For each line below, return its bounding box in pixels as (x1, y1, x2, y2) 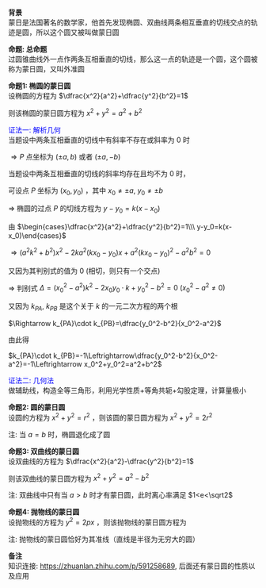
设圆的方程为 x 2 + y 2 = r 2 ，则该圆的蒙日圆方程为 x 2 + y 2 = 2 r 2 (8, 411, 213, 422)
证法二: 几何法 (8, 375, 54, 385)
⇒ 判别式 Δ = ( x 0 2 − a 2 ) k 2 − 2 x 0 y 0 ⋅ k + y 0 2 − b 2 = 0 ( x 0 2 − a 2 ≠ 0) (8, 282, 226, 294)
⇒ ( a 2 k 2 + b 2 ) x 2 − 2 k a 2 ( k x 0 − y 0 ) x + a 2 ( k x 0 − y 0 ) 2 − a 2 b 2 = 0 (10, 246, 211, 259)
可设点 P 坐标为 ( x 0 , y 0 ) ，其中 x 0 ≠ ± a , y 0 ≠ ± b (8, 186, 164, 197)
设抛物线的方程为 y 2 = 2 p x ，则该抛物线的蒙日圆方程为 (8, 516, 187, 527)
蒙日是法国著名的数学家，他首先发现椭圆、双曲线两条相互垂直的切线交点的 (8, 17, 251, 27)
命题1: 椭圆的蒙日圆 (8, 81, 71, 90)
